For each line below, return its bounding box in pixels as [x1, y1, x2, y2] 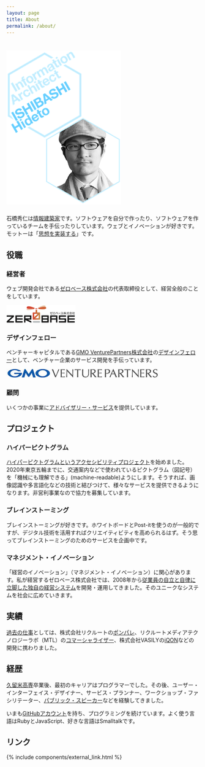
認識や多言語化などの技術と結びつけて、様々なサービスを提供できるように [11, 481, 199, 489]
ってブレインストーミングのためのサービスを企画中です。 [6, 536, 151, 543]
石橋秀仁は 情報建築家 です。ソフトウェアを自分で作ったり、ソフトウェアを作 [6, 215, 199, 222]
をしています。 [6, 292, 44, 300]
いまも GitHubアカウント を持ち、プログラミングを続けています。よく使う [6, 709, 190, 717]
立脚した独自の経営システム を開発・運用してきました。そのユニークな [6, 583, 183, 591]
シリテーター [6, 696, 39, 704]
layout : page [6, 10, 40, 16]
